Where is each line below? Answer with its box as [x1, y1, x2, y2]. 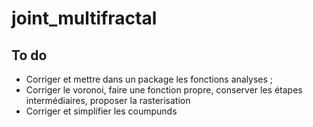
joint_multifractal [11, 7, 158, 30]
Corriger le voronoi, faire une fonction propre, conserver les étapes [25, 84, 303, 96]
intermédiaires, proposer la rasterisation [25, 95, 191, 106]
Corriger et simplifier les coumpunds [25, 105, 178, 117]
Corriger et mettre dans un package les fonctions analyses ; [25, 73, 274, 85]
